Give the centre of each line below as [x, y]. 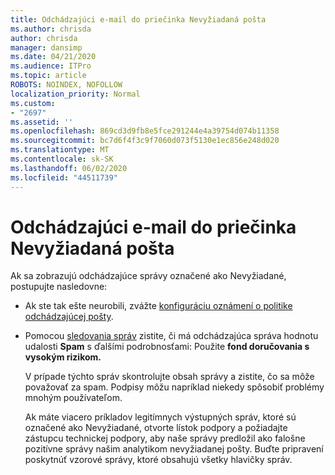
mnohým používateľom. [73, 398]
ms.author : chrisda [51, 29]
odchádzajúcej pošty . [69, 317]
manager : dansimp [46, 47]
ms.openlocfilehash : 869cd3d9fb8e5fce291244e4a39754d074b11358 [145, 131]
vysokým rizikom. [63, 357]
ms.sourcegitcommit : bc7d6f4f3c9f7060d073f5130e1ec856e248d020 [145, 141]
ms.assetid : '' [42, 122]
